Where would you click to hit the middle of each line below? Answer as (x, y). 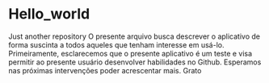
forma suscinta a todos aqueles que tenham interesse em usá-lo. (116, 44)
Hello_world (49, 14)
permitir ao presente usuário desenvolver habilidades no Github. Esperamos (135, 62)
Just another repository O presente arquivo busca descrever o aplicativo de (134, 36)
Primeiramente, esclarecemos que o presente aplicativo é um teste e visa (130, 53)
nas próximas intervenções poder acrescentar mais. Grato (105, 70)
